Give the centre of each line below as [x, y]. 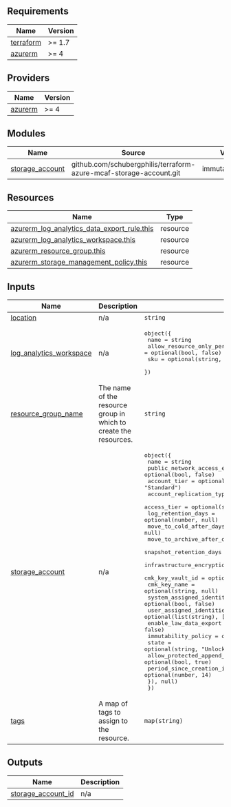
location [23, 318]
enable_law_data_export [185, 623]
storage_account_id [42, 793]
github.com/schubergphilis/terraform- [133, 165]
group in [112, 414]
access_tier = [166, 507]
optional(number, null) [181, 520]
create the [115, 431]
